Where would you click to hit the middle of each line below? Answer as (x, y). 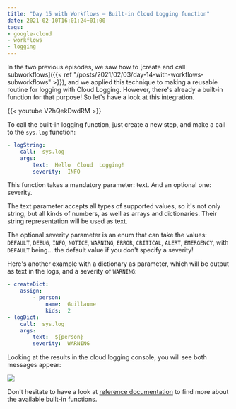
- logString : (26, 145)
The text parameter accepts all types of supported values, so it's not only (114, 206)
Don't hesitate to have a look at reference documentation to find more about (118, 392)
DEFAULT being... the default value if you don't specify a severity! (100, 250)
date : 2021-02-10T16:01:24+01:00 (57, 21)
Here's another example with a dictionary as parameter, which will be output (118, 264)
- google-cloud (30, 34)
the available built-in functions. (52, 399)
